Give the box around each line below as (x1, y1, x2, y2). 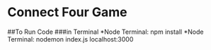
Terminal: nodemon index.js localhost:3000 (7, 35, 134, 43)
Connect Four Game (7, 4, 127, 20)
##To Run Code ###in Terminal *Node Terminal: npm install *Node (7, 27, 204, 36)
